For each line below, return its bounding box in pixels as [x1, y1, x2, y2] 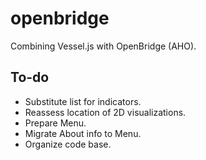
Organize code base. [24, 138, 112, 150]
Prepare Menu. [24, 117, 87, 129]
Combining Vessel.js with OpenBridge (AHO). [10, 40, 197, 52]
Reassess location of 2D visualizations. [24, 106, 187, 118]
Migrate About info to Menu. [24, 127, 142, 139]
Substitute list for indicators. [24, 95, 142, 107]
